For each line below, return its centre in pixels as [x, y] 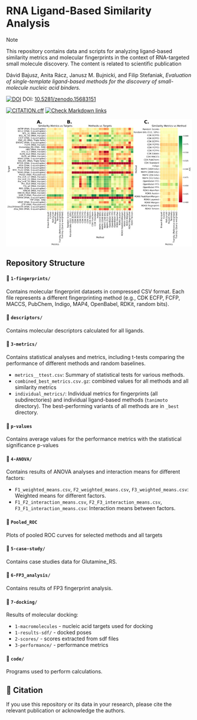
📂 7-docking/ [22, 601]
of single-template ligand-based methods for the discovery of [82, 81]
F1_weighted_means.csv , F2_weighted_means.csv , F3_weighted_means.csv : [101, 489]
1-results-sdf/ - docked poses [53, 633]
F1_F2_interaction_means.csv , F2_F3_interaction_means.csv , [88, 502]
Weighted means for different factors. [60, 496]
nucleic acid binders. [55, 87]
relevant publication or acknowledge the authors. [66, 711]
